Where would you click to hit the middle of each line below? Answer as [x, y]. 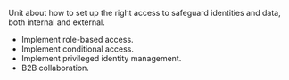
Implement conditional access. [78, 49]
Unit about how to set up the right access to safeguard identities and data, [145, 13]
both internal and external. [57, 22]
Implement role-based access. [78, 40]
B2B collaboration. [55, 68]
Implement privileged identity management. [101, 58]
